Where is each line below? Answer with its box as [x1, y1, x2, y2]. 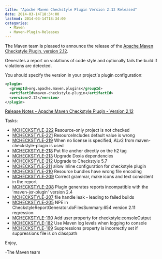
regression [12, 210, 34, 216]
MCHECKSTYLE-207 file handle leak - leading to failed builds [12, 194, 134, 200]
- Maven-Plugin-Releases [9, 30, 59, 35]
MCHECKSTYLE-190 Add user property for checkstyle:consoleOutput [12, 215, 151, 221]
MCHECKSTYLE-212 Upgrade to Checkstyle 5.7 [12, 158, 107, 164]
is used [49, 143, 64, 149]
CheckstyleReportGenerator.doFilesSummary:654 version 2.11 [12, 205, 136, 210]
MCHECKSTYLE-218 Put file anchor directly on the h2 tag [12, 148, 127, 154]
